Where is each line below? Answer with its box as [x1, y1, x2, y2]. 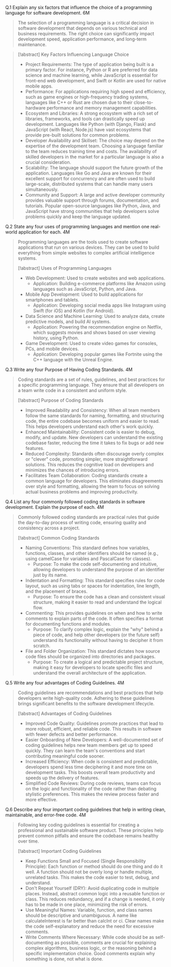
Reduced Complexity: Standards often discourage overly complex [25, 450, 164, 457]
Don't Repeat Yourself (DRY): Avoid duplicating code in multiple [25, 885, 159, 891]
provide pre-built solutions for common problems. [25, 132, 130, 138]
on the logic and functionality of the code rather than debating [25, 786, 157, 791]
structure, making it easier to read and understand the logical [33, 599, 162, 605]
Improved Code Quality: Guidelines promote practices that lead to [25, 720, 164, 726]
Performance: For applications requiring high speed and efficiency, [25, 89, 166, 94]
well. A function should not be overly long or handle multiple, [25, 869, 154, 875]
